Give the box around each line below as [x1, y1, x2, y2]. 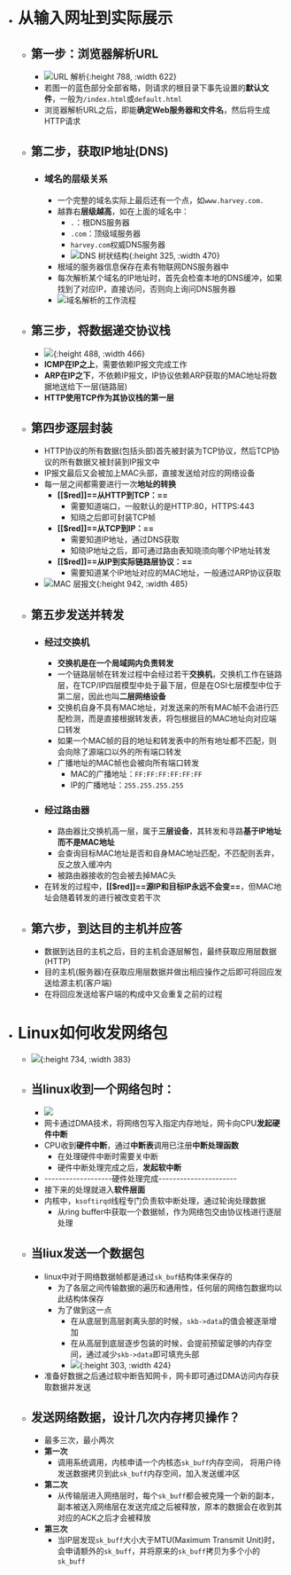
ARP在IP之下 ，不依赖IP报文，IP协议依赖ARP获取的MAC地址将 [43, 370, 270, 380]
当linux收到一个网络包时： [30, 1082, 175, 1097]
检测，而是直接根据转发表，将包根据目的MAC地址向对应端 [65, 713, 277, 724]
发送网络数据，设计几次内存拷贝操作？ [30, 1410, 241, 1425]
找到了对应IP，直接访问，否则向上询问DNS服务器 [57, 283, 236, 294]
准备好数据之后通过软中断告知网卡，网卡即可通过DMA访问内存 [43, 1370, 272, 1381]
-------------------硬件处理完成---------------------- [43, 1172, 237, 1184]
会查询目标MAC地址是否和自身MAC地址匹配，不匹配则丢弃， [57, 848, 280, 858]
